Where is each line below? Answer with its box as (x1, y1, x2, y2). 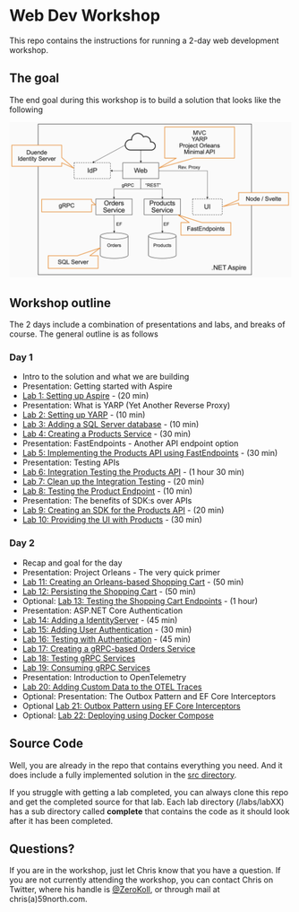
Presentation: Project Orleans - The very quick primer (21, 566, 221, 577)
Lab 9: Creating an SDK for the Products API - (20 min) (21, 504, 225, 516)
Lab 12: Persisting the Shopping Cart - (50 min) (21, 585, 197, 597)
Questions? (9, 841, 75, 856)
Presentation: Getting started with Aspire (21, 381, 173, 391)
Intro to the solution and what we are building (21, 372, 190, 382)
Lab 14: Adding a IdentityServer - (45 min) (21, 614, 178, 625)
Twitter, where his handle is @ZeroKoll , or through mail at (9, 884, 220, 895)
